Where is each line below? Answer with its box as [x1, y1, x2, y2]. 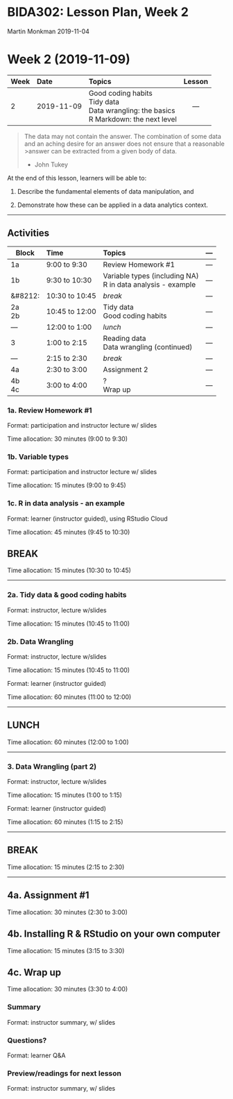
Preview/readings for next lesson [7, 1068, 121, 1078]
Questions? [7, 1035, 47, 1045]
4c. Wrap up [7, 966, 61, 978]
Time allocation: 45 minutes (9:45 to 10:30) [7, 528, 130, 536]
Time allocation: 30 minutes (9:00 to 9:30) [7, 435, 128, 443]
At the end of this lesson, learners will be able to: [7, 174, 147, 182]
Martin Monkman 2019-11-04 [7, 27, 90, 35]
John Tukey [34, 160, 68, 169]
